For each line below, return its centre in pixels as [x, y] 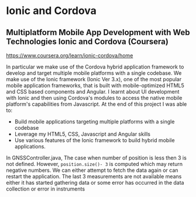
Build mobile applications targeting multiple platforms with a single [94, 122]
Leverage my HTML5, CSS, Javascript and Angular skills [82, 134]
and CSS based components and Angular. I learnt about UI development [93, 91]
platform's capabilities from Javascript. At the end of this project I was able [97, 104]
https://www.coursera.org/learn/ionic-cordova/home [70, 56]
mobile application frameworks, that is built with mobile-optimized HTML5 [95, 85]
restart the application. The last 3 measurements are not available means [94, 176]
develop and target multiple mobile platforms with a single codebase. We [94, 73]
